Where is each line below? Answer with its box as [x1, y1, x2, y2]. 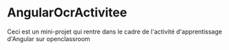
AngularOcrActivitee [7, 5, 128, 21]
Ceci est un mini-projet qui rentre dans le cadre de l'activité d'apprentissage [7, 27, 223, 36]
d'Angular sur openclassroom [7, 34, 91, 42]
